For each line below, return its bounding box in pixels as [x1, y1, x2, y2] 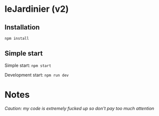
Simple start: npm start [4, 62, 52, 68]
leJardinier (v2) [4, 3, 69, 15]
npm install [4, 36, 29, 41]
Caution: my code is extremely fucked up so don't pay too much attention [4, 105, 155, 111]
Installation [4, 23, 40, 31]
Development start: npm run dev [4, 72, 69, 78]
